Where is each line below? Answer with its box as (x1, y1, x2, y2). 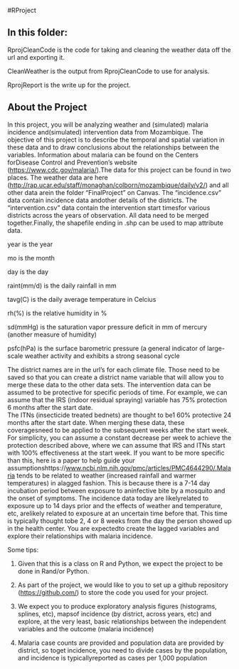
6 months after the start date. (7, 403, 94, 411)
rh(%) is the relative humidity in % (7, 309, 107, 317)
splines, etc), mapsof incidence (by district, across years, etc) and (17, 609, 212, 618)
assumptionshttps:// (7, 463, 66, 472)
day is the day (7, 267, 48, 276)
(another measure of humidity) (7, 330, 97, 339)
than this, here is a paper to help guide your (7, 455, 135, 465)
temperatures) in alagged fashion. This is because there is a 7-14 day (7, 478, 211, 487)
